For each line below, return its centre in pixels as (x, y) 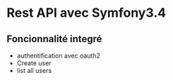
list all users (34, 71)
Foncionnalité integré (54, 39)
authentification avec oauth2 (58, 55)
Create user (34, 63)
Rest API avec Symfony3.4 (86, 13)
